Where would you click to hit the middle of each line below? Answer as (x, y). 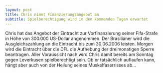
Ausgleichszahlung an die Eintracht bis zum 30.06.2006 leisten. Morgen (79, 44)
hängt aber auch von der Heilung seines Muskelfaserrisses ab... (71, 65)
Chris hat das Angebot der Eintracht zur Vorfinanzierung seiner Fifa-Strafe (81, 33)
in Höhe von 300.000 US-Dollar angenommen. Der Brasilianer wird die (78, 38)
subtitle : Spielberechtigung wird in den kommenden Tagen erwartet (77, 19)
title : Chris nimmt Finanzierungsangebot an (52, 14)
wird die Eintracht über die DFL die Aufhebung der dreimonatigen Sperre (80, 49)
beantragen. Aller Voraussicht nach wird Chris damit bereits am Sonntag (79, 54)
